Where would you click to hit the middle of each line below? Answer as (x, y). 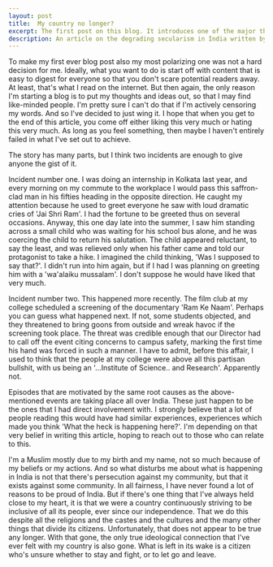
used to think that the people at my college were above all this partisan (127, 359)
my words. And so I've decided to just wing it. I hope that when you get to (132, 114)
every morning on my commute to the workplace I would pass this (119, 188)
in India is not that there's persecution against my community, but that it (128, 477)
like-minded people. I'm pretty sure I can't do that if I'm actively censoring (132, 105)
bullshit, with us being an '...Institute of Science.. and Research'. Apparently (134, 368)
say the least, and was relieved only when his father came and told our (127, 249)
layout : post (30, 16)
